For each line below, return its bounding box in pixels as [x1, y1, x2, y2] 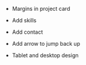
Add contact [12, 28, 44, 36]
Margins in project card [12, 5, 71, 12]
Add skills [12, 17, 37, 23]
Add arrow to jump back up [12, 40, 81, 47]
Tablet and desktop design [12, 52, 79, 59]
